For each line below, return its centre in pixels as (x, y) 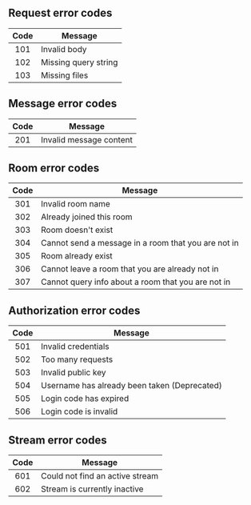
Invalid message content (87, 139)
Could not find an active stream (100, 476)
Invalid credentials (75, 347)
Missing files (65, 75)
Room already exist (77, 256)
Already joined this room (87, 217)
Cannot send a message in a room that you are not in (140, 243)
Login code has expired (85, 399)
